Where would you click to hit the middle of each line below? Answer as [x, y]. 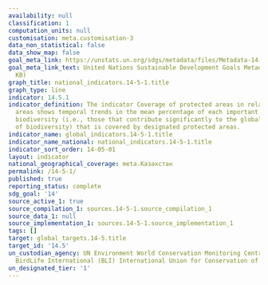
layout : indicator [39, 156]
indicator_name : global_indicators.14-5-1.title [91, 134]
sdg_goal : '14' [33, 194]
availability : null [41, 16]
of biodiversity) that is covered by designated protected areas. [128, 127]
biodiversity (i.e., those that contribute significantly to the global [139, 120]
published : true [35, 179]
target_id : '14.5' [39, 246]
